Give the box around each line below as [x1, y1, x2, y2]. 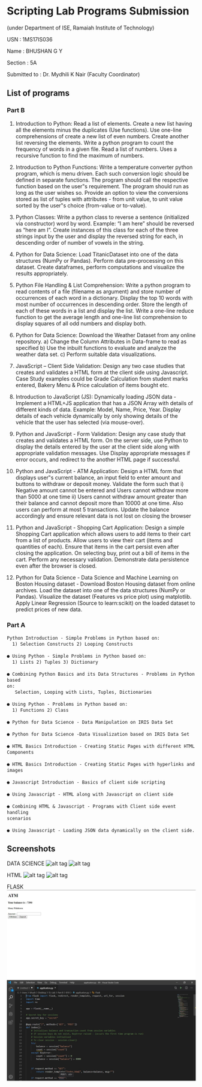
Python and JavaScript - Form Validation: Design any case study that [15, 430, 186, 437]
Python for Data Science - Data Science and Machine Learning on [15, 574, 179, 581]
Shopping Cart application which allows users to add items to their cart [15, 530, 191, 537]
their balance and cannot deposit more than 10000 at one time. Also [15, 499, 183, 506]
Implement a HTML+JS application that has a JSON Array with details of [15, 399, 194, 406]
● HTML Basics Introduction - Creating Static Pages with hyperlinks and [7, 761, 195, 767]
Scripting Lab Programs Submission [7, 4, 189, 18]
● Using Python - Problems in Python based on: [7, 701, 128, 707]
